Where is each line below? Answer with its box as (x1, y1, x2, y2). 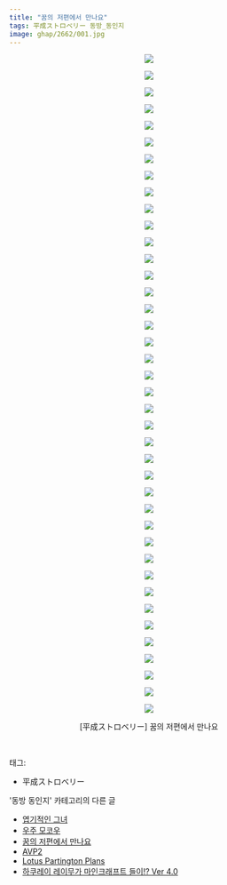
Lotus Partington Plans (21, 856, 106, 866)
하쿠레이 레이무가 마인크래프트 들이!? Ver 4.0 (21, 866, 179, 877)
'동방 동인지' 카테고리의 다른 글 (9, 795, 116, 806)
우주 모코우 (21, 825, 61, 836)
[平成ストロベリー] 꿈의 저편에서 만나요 (79, 722, 219, 732)
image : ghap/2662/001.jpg (9, 29, 105, 38)
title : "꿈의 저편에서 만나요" (9, 12, 108, 22)
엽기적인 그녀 (21, 814, 68, 825)
